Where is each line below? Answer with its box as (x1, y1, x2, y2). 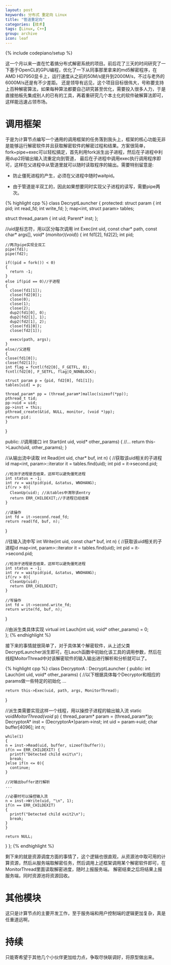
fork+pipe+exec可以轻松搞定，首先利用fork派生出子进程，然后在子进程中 (5, 149, 159, 155)
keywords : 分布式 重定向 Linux (5, 12, 67, 17)
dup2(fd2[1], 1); (10, 315, 47, 320)
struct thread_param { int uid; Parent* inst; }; (5, 215, 98, 221)
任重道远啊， (5, 916, 32, 923)
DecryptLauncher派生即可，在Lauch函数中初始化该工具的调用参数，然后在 (5, 648, 162, 655)
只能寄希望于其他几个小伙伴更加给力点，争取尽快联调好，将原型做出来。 (5, 954, 157, 960)
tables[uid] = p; (5, 382, 42, 387)
